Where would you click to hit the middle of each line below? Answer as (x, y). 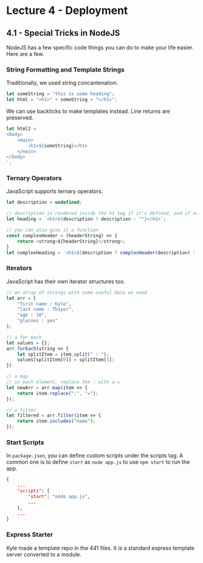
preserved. (20, 118)
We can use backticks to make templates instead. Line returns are (88, 111)
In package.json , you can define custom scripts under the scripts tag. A (95, 456)
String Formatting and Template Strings (66, 69)
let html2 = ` (24, 129)
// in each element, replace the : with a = (63, 382)
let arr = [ (21, 298)
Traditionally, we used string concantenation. (62, 83)
